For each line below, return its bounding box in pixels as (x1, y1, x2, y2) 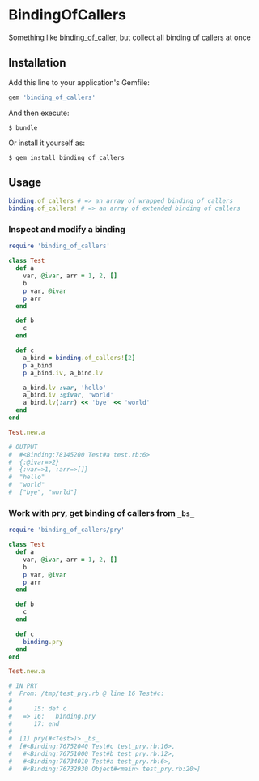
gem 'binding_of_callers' (8, 93, 96, 101)
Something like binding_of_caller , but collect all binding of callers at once (8, 32, 251, 42)
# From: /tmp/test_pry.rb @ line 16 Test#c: (8, 689, 164, 698)
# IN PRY (8, 682, 38, 690)
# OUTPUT (8, 443, 38, 451)
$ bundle (8, 123, 38, 131)
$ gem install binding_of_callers (8, 153, 125, 161)
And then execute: (8, 108, 70, 118)
